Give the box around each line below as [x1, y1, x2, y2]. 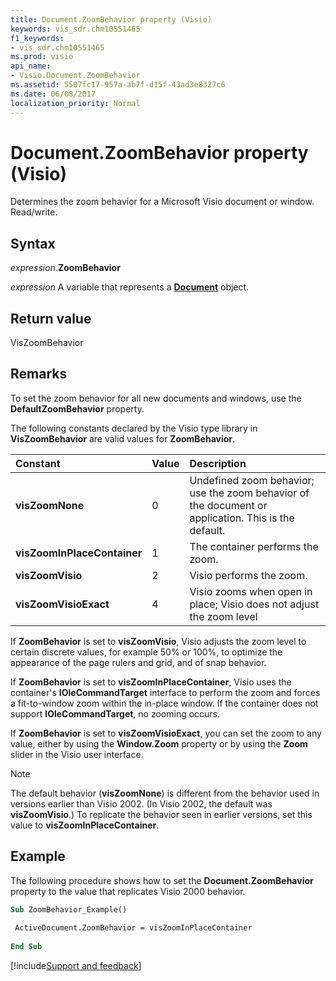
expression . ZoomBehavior [10, 262, 121, 274]
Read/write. [10, 206, 58, 218]
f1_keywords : [10, 33, 65, 43]
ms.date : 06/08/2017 [10, 89, 97, 99]
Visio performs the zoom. [189, 568, 308, 582]
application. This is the [189, 511, 295, 525]
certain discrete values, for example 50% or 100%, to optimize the [10, 646, 283, 658]
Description [189, 456, 247, 470]
